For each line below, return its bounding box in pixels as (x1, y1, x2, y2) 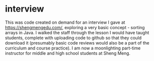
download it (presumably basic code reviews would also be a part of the (5, 40, 150, 46)
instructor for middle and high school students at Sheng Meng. (5, 50, 131, 56)
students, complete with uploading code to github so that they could (5, 35, 142, 41)
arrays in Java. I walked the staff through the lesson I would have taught (5, 30, 150, 35)
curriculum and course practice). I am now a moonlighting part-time (5, 45, 141, 51)
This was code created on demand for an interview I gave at (5, 19, 125, 25)
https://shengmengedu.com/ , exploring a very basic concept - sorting (5, 24, 145, 30)
